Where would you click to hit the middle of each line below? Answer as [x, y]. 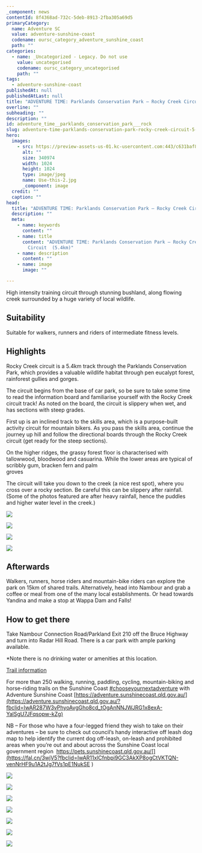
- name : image [35, 264]
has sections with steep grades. [46, 410]
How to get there [38, 619]
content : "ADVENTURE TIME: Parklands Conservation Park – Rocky [104, 242]
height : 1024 [38, 169]
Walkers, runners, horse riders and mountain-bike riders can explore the [96, 581]
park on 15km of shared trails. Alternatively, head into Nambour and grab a [98, 588]
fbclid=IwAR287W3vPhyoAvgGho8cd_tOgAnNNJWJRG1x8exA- [84, 708]
